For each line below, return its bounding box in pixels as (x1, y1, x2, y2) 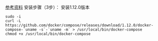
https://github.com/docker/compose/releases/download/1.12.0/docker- (5, 23, 154, 28)
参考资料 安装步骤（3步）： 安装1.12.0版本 (5, 4, 90, 10)
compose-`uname (5, 27, 37, 32)
